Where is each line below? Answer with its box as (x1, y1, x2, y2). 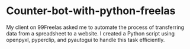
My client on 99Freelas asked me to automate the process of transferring (6, 24, 185, 31)
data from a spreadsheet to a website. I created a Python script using (6, 30, 175, 37)
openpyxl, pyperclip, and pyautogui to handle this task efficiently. (6, 36, 165, 43)
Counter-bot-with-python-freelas (6, 4, 176, 18)
